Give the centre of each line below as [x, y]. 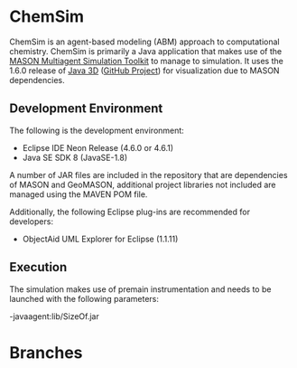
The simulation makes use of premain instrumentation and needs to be [140, 289]
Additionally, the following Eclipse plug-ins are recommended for [130, 212]
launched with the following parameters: [84, 298]
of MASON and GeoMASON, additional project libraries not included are [143, 184]
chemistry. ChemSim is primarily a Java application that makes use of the [146, 51]
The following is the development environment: [97, 130]
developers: [32, 221]
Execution [38, 267]
